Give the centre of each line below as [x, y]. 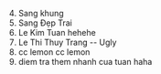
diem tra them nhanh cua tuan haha [85, 62]
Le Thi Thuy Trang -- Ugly [67, 42]
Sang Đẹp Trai [45, 23]
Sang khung [41, 13]
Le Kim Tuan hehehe [57, 32]
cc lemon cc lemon [54, 52]
